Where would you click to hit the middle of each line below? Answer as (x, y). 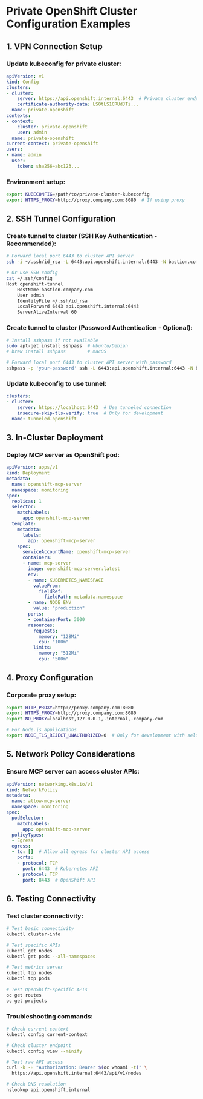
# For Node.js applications (42, 730)
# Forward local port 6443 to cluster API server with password (89, 363)
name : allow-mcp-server (41, 801)
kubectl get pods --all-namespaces (51, 956)
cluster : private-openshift (52, 127)
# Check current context (37, 1029)
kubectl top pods (28, 979)
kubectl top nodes (29, 973)
